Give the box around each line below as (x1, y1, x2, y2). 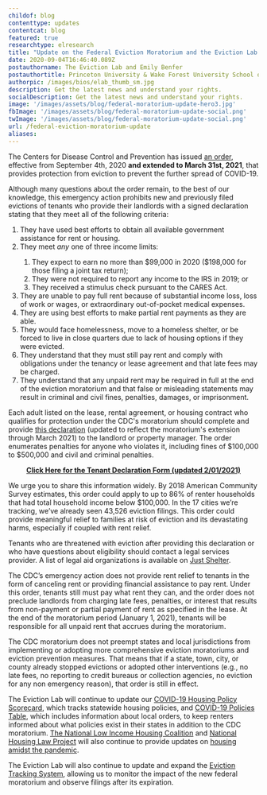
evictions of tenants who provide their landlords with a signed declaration (8, 200, 249, 211)
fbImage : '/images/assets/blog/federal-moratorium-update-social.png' (8, 108, 247, 116)
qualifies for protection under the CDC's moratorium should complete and (8, 416, 250, 425)
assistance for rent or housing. (19, 233, 121, 242)
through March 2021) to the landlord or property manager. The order (8, 432, 232, 442)
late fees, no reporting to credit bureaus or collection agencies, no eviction (8, 670, 253, 680)
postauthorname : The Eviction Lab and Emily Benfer (8, 64, 183, 72)
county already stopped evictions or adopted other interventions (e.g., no (8, 661, 249, 672)
